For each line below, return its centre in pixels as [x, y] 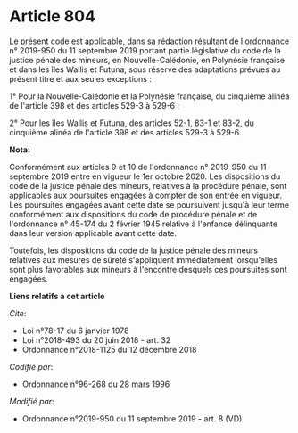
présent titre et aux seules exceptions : [80, 78]
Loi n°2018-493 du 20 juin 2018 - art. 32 [96, 339]
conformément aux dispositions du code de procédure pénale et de [133, 214]
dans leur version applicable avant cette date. [93, 233]
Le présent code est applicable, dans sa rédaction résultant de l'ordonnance [149, 41]
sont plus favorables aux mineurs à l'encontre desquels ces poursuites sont [148, 269]
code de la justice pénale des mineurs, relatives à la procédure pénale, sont [148, 185]
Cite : [18, 313]
